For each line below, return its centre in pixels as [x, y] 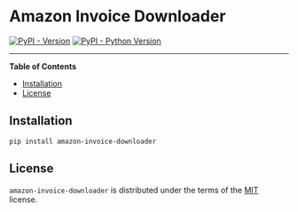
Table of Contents [43, 66]
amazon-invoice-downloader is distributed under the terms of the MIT [134, 190]
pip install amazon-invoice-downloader [83, 141]
